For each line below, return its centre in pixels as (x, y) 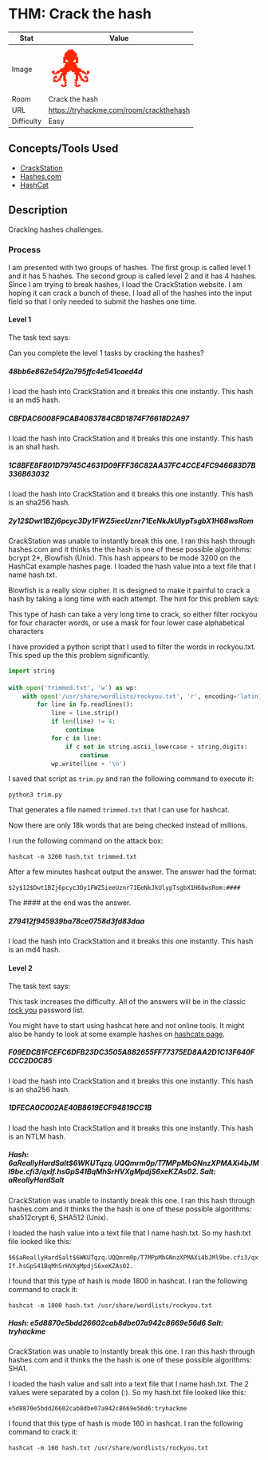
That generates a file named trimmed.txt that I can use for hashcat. (119, 810)
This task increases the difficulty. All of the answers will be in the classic (127, 1001)
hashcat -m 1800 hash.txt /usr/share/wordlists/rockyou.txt (110, 1305)
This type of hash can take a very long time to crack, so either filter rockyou (133, 614)
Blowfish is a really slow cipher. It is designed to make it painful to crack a (129, 590)
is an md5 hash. (34, 400)
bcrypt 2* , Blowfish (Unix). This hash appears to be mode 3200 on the (124, 557)
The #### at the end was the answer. (70, 903)
